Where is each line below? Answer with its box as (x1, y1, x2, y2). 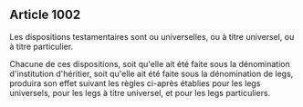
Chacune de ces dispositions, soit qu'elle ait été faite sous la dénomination (9, 58, 290, 69)
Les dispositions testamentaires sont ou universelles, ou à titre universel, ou (9, 31, 295, 42)
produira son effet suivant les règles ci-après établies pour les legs (9, 77, 261, 89)
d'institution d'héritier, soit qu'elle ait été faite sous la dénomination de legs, (9, 68, 294, 79)
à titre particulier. (9, 41, 74, 52)
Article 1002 (9, 7, 81, 23)
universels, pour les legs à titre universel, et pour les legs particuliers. (9, 87, 271, 98)
